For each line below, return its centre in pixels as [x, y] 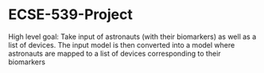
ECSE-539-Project [70, 15]
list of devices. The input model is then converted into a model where [122, 44]
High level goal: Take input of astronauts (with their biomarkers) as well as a [132, 36]
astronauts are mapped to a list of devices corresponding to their [115, 53]
